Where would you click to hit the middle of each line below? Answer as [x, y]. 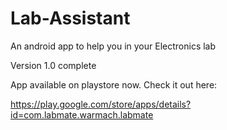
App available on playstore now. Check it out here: [114, 84]
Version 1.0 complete [53, 65]
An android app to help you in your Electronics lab [113, 46]
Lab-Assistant [70, 18]
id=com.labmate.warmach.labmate [82, 114]
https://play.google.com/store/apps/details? [101, 104]
